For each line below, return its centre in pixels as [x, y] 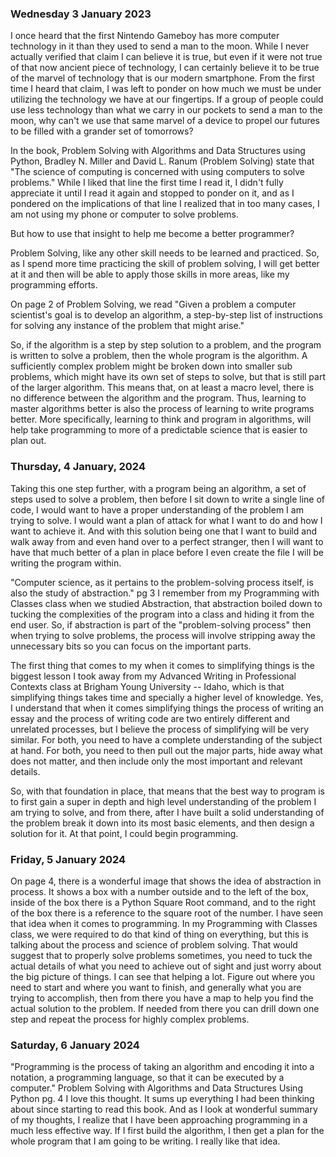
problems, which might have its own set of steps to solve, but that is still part [168, 377]
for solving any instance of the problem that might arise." [127, 326]
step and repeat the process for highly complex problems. [130, 1019]
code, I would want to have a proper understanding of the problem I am [157, 509]
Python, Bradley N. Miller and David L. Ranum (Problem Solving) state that [162, 161]
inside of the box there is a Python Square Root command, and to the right [163, 902]
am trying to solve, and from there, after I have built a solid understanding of [167, 812]
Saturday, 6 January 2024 [75, 1045]
